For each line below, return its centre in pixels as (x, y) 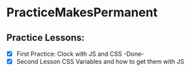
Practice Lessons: (46, 38)
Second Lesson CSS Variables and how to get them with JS (100, 62)
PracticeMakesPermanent (82, 13)
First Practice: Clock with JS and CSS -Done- (80, 54)
